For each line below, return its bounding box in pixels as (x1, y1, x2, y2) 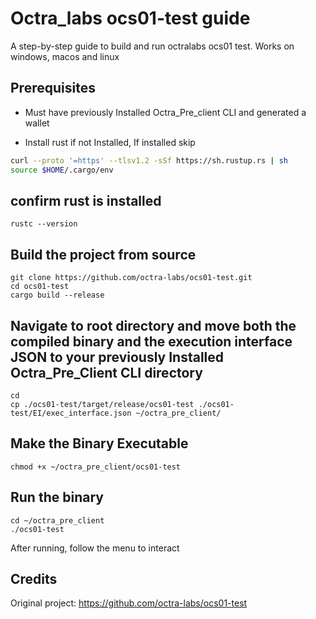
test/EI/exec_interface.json (10, 408, 132, 418)
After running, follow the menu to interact (10, 542, 180, 554)
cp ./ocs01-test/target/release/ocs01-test (10, 399, 195, 409)
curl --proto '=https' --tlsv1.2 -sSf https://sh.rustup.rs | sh (10, 155, 288, 166)
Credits (10, 570, 58, 587)
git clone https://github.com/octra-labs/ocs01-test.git (10, 273, 253, 283)
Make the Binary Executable (10, 435, 189, 452)
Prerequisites (10, 80, 96, 97)
